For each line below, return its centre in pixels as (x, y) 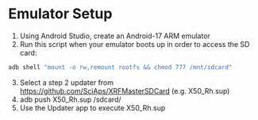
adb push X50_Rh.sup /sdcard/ (70, 99)
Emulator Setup (60, 14)
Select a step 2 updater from (66, 82)
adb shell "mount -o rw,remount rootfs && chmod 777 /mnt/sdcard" (120, 67)
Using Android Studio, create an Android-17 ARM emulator (115, 36)
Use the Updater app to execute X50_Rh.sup (92, 107)
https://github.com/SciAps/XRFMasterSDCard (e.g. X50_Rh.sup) (125, 91)
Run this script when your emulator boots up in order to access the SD (135, 44)
